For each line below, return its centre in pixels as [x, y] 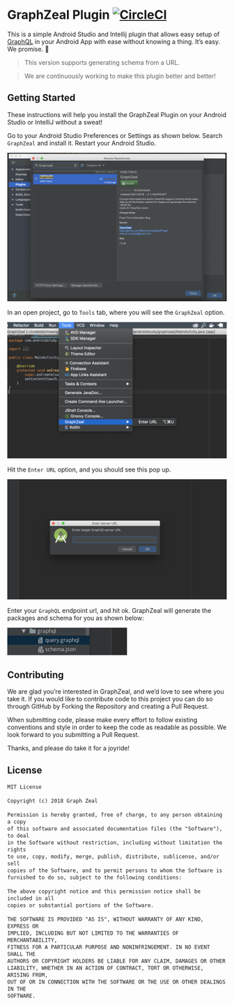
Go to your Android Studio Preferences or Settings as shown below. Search [115, 135]
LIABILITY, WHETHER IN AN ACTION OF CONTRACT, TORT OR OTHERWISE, [106, 968]
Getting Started [41, 98]
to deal [18, 836]
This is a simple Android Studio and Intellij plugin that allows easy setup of [114, 34]
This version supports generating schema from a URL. [102, 62]
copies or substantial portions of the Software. [81, 905]
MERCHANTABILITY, [32, 940]
